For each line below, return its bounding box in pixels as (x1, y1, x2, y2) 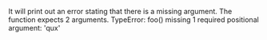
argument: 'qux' (8, 24, 61, 32)
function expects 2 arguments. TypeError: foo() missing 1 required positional (8, 15, 260, 24)
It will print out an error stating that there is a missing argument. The (8, 7, 233, 16)
